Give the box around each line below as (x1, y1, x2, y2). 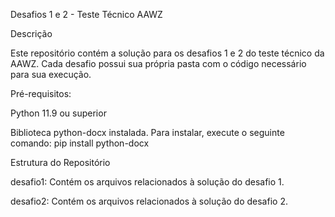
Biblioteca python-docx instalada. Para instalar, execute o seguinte (10, 127, 285, 138)
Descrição (10, 28, 53, 39)
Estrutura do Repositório (10, 157, 111, 168)
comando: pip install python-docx (10, 137, 150, 149)
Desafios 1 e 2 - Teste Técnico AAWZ (10, 9, 163, 20)
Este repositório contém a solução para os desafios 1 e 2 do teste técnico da (10, 47, 325, 59)
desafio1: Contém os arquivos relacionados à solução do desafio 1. (10, 176, 285, 188)
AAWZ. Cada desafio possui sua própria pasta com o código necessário (10, 58, 307, 69)
